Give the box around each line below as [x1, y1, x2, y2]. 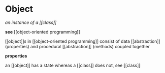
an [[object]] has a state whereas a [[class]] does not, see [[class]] [5, 62, 141, 68]
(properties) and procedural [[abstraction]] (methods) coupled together [5, 43, 150, 49]
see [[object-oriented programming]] [5, 29, 80, 35]
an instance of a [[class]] [5, 19, 57, 25]
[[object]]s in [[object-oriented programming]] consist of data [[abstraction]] [5, 38, 161, 44]
